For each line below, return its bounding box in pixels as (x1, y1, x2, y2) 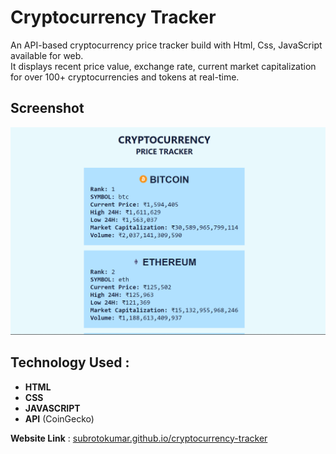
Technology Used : (10, 354, 130, 371)
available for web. (10, 49, 84, 61)
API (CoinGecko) (24, 412, 95, 425)
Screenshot (10, 100, 85, 117)
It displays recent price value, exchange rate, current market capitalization (10, 60, 317, 72)
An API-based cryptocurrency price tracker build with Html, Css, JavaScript (10, 39, 323, 51)
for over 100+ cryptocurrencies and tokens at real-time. (10, 71, 240, 83)
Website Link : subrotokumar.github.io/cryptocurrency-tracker (10, 432, 268, 444)
